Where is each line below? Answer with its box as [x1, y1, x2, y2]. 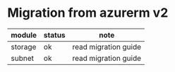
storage [11, 42, 37, 52]
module [11, 30, 37, 40]
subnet [11, 53, 34, 63]
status [43, 30, 66, 40]
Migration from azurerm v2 [7, 5, 169, 21]
